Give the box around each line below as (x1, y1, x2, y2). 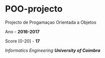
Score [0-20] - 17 (5, 38, 40, 44)
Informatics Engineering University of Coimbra (5, 47, 101, 53)
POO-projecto (5, 3, 63, 14)
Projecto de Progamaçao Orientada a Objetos (5, 19, 97, 25)
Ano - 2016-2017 (5, 29, 40, 34)
